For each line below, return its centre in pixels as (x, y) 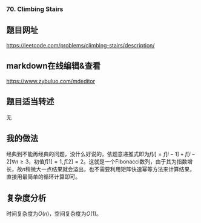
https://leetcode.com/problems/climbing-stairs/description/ (81, 45)
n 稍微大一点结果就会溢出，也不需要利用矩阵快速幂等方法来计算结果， (109, 170)
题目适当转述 (30, 101)
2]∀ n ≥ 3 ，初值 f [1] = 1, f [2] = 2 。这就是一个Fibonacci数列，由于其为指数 (97, 162)
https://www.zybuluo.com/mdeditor (51, 81)
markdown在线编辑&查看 (54, 66)
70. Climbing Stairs (35, 9)
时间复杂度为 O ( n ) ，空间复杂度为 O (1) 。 (54, 213)
